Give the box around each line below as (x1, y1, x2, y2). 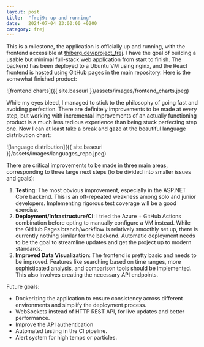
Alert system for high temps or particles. (15, 334, 118, 341)
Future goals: (6, 283, 40, 291)
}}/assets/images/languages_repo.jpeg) (6, 150, 107, 157)
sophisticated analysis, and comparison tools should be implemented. (15, 264, 192, 272)
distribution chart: (6, 132, 51, 139)
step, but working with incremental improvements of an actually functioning (6, 112, 197, 119)
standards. (15, 245, 43, 253)
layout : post (6, 9, 40, 15)
